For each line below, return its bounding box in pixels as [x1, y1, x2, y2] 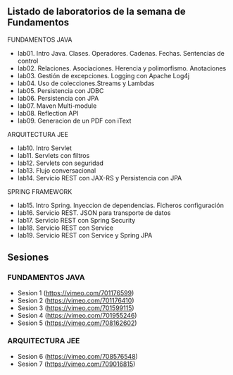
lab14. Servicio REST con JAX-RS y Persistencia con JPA [17, 173, 182, 182]
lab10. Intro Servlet [17, 144, 72, 152]
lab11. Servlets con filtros [17, 151, 90, 159]
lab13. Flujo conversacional [17, 166, 96, 175]
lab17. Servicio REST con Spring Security [17, 216, 136, 224]
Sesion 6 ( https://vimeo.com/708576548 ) [17, 352, 139, 360]
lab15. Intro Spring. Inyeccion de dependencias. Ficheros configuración [17, 201, 224, 209]
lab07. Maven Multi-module [17, 102, 97, 110]
